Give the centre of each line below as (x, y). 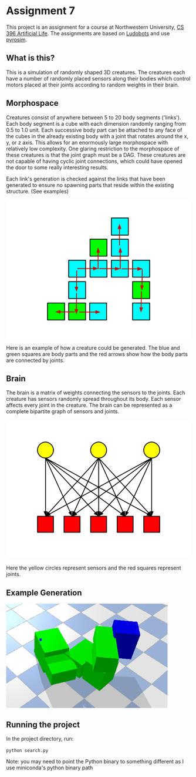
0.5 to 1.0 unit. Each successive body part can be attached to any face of (94, 130)
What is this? (31, 58)
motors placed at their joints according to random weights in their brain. (93, 85)
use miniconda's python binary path (50, 768)
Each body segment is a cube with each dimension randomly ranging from (96, 123)
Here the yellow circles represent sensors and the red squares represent (94, 568)
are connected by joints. (35, 360)
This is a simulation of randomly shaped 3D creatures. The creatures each (96, 72)
